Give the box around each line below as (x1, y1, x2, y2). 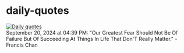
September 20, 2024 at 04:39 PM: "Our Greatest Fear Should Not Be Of (6, 29, 178, 36)
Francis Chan (6, 41, 38, 48)
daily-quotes (6, 4, 69, 17)
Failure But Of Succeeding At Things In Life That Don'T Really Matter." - (6, 35, 178, 42)
